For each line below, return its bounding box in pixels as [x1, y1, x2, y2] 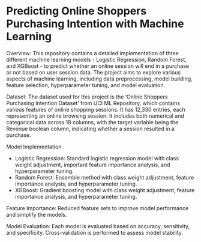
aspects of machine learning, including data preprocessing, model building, [6, 75, 193, 82]
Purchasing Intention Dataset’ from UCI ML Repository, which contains [6, 99, 181, 106]
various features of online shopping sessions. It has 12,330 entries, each [6, 106, 185, 113]
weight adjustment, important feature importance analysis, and [14, 161, 170, 168]
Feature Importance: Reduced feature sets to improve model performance [6, 204, 189, 211]
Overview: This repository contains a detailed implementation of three [6, 49, 179, 56]
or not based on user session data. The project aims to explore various [6, 68, 181, 76]
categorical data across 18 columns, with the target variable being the [6, 118, 179, 126]
